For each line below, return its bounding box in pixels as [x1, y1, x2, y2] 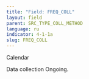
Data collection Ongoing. [6, 66, 69, 73]
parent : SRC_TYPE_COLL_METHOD [6, 20, 84, 26]
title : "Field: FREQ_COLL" [6, 9, 75, 15]
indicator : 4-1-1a [6, 32, 53, 38]
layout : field [6, 15, 43, 21]
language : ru [6, 26, 40, 32]
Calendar [6, 54, 29, 61]
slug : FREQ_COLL [6, 37, 48, 43]
